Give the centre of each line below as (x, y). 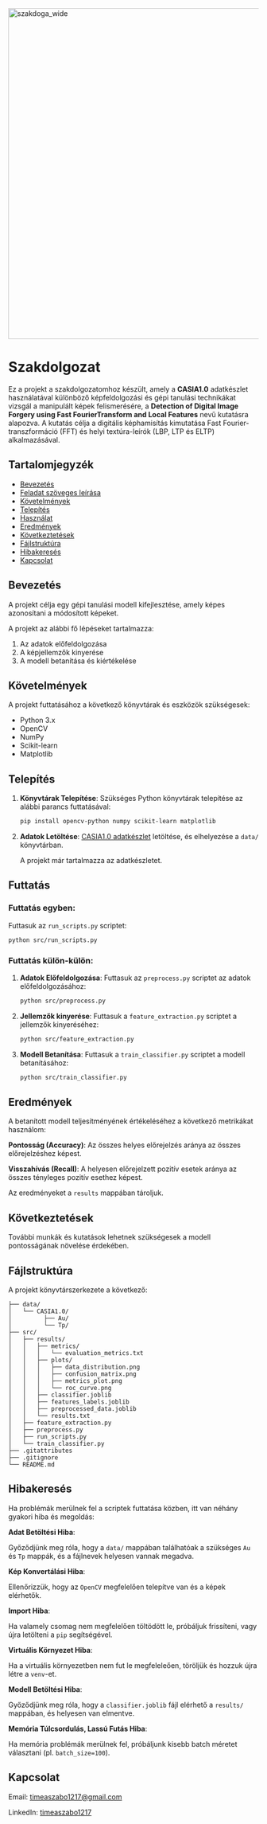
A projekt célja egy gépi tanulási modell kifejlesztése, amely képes (116, 604)
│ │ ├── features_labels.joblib (69, 1402)
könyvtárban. (41, 845)
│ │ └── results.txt (49, 1416)
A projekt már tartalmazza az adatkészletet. (91, 861)
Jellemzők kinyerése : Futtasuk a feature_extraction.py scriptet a (128, 1016)
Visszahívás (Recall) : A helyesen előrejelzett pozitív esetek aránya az (122, 1169)
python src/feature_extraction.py (77, 1039)
